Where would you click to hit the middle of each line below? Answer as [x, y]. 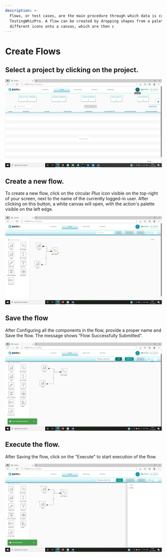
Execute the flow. [33, 445]
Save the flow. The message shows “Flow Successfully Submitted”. [74, 335]
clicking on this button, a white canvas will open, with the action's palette [80, 204]
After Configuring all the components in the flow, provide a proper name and [83, 330]
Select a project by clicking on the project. [72, 70]
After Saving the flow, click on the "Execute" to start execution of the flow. [81, 456]
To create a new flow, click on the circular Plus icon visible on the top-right [82, 193]
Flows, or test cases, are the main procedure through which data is [83, 16]
